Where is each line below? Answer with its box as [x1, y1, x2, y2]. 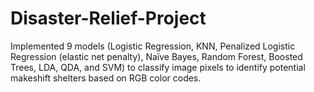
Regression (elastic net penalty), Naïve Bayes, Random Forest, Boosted [10, 50, 303, 62]
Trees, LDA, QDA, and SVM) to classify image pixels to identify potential [10, 61, 306, 73]
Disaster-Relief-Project [10, 7, 207, 30]
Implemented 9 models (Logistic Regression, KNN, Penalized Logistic [10, 40, 296, 52]
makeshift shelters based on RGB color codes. [10, 72, 202, 84]
